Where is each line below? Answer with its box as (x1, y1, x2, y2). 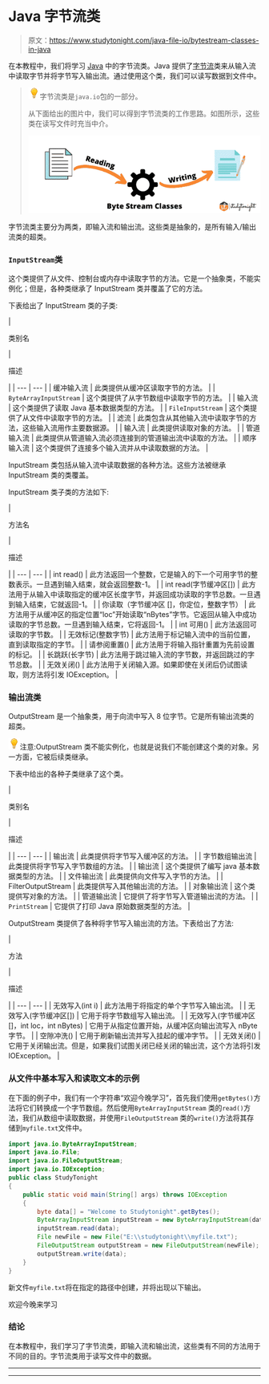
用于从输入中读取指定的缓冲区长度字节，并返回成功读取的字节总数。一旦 (14, 589, 254, 599)
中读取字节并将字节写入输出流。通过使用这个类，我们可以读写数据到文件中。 (8, 71, 261, 80)
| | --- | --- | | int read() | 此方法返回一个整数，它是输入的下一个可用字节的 (8, 569, 251, 578)
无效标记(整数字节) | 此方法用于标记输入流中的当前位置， (67, 629, 255, 639)
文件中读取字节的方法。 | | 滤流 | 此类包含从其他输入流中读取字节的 (29, 412, 250, 422)
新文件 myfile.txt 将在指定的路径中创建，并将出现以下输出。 (8, 1282, 206, 1292)
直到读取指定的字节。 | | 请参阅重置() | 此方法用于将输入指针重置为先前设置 (8, 639, 255, 649)
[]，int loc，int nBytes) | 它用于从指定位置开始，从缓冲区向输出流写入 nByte (8, 1021, 258, 1031)
